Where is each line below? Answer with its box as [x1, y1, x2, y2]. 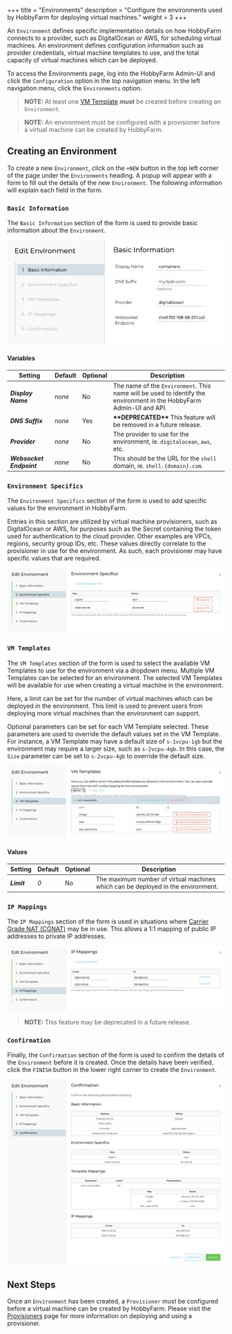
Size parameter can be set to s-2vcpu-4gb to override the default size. [7, 751, 205, 760]
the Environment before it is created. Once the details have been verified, [7, 1058, 214, 1067]
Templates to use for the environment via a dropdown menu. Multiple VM [7, 666, 215, 675]
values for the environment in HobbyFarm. [7, 504, 128, 512]
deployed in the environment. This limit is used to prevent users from [7, 702, 203, 710]
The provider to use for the [113, 430, 189, 438]
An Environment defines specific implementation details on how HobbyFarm [7, 27, 222, 35]
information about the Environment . [7, 226, 106, 234]
